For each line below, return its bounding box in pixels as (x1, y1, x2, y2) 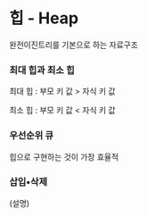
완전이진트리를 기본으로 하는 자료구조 (9, 39, 138, 50)
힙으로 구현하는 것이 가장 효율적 (9, 151, 119, 162)
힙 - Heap (9, 8, 78, 29)
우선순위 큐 (9, 129, 54, 142)
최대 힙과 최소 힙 (9, 63, 75, 76)
